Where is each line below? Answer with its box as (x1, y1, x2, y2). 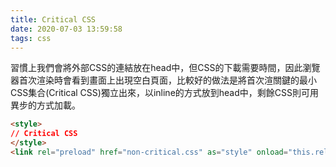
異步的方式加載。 (10, 99, 81, 111)
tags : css (10, 33, 52, 43)
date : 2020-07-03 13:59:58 (10, 24, 123, 34)
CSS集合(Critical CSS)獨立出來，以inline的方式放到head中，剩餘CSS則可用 (10, 87, 319, 99)
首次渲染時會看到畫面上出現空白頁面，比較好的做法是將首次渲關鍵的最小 (18, 74, 317, 86)
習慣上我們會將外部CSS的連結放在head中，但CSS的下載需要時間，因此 (10, 62, 303, 74)
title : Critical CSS (10, 14, 97, 25)
